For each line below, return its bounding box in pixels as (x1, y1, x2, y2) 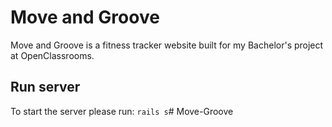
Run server (10, 79, 81, 96)
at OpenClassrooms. (10, 49, 95, 61)
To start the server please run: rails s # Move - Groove (10, 105, 234, 117)
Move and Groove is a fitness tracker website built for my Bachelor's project (10, 39, 324, 51)
